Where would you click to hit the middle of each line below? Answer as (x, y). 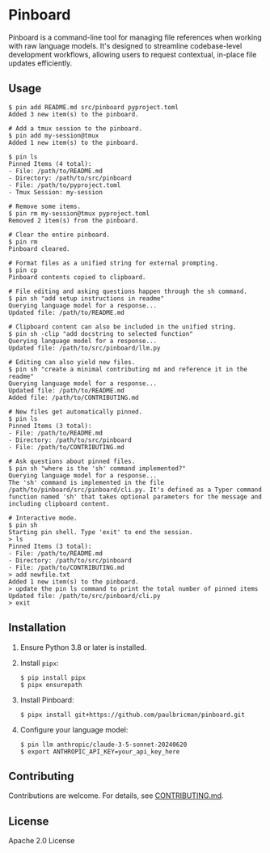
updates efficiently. (40, 63)
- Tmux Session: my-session (56, 192)
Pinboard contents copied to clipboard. (78, 277)
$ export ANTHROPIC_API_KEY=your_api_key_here (100, 751)
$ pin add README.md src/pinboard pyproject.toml (94, 107)
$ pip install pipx (53, 677)
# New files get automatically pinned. (76, 412)
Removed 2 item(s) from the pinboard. (74, 220)
